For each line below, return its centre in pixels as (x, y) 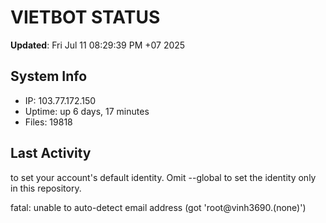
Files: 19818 (48, 122)
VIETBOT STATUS (85, 17)
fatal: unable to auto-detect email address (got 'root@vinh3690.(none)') (158, 207)
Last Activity (51, 153)
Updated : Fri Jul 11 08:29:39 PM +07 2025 (98, 45)
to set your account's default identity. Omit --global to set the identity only (163, 177)
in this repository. (46, 188)
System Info (49, 76)
